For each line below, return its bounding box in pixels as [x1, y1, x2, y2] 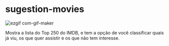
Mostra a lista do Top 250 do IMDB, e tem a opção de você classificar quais [5, 29, 164, 35]
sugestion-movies [5, 3, 84, 15]
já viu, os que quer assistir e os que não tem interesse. [5, 35, 120, 41]
